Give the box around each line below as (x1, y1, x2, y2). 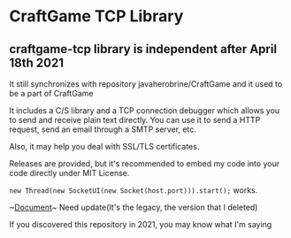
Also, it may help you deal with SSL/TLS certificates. (9, 142, 200, 151)
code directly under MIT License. (9, 168, 130, 178)
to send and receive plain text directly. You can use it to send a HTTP (9, 115, 261, 125)
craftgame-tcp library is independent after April (9, 42, 277, 57)
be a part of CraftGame (9, 88, 94, 98)
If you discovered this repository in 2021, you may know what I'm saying (9, 219, 272, 229)
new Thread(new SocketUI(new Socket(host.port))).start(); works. (9, 185, 258, 196)
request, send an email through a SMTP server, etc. (9, 124, 197, 134)
